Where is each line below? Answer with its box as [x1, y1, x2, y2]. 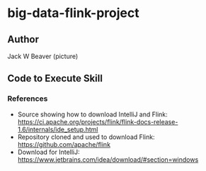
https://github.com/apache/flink [17, 140, 111, 148]
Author [7, 33, 39, 45]
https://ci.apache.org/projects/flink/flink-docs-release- [17, 117, 178, 126]
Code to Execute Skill [7, 72, 103, 84]
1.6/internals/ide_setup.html [17, 125, 98, 133]
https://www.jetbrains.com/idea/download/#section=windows [17, 155, 199, 164]
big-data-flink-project [7, 5, 139, 21]
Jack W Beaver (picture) [7, 52, 79, 60]
